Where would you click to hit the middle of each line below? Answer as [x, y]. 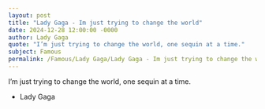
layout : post [30, 15]
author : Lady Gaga [38, 37]
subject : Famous [35, 52]
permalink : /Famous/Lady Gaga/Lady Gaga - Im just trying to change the [130, 60]
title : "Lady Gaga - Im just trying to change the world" [105, 23]
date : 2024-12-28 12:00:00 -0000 [63, 30]
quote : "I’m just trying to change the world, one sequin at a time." [127, 45]
